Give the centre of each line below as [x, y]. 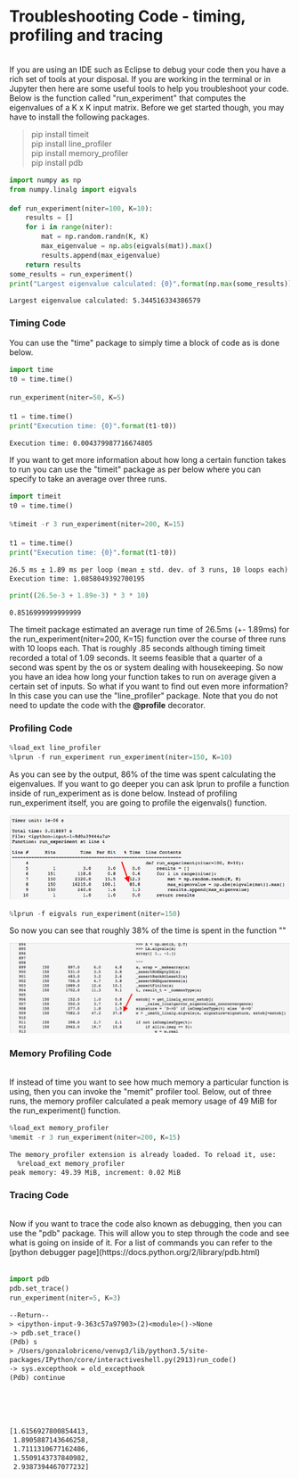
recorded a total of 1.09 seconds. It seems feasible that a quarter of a [136, 657]
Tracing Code [39, 1194]
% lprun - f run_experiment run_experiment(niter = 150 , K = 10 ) [121, 757]
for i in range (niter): [69, 227]
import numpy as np [45, 180]
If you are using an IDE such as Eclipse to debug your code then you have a [148, 70]
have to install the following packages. [79, 117]
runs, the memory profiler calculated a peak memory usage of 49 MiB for [143, 1101]
